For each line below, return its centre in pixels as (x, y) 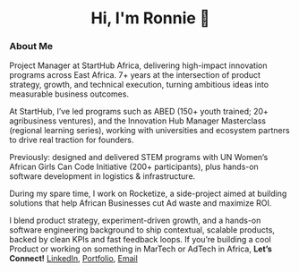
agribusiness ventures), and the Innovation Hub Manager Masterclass (138, 121)
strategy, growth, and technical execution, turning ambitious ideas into (139, 85)
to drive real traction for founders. (72, 140)
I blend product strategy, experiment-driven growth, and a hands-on (135, 221)
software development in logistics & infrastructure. (103, 176)
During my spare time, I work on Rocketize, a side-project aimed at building (148, 194)
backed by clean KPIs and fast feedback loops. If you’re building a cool (140, 240)
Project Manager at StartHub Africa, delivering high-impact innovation (138, 65)
